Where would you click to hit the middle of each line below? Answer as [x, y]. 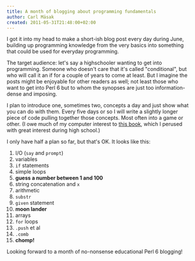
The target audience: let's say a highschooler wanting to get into [84, 63]
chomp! [25, 240]
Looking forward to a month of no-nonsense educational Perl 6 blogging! [95, 252]
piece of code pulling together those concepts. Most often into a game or [95, 118]
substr [23, 197]
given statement [35, 203]
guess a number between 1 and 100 [59, 178]
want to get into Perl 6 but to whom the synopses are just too [80, 88]
